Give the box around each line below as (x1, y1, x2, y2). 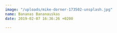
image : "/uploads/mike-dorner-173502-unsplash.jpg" (5, 7, 113, 12)
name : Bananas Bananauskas (5, 12, 60, 16)
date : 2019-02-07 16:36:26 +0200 (5, 16, 73, 21)
